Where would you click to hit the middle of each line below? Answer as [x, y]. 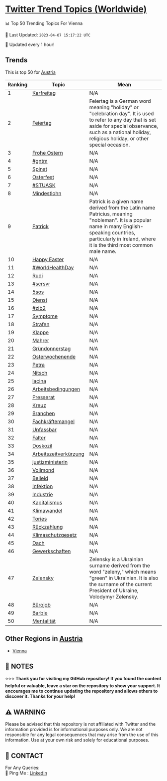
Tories [40, 519]
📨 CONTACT [24, 756]
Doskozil [42, 446]
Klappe [40, 332]
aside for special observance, [124, 126]
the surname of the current [121, 584]
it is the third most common [121, 245]
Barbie [40, 613]
